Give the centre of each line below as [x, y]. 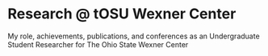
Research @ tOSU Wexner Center [122, 14]
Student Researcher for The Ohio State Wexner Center [98, 44]
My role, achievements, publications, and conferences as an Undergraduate [134, 36]
